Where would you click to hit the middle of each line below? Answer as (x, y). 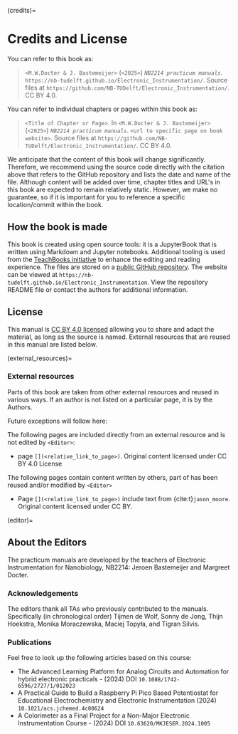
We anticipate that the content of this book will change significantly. (107, 159)
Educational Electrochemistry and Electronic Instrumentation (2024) (117, 701)
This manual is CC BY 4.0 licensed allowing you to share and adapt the (111, 329)
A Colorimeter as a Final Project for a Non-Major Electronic (104, 715)
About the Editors (47, 543)
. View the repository (178, 282)
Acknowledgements (43, 593)
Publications (29, 642)
